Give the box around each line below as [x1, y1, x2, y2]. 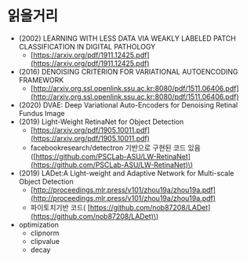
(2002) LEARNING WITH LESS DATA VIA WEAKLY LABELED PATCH [18, 33, 236, 43]
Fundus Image [18, 108, 65, 118]
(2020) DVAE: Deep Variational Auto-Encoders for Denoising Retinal [18, 100, 238, 110]
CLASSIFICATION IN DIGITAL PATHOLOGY [18, 42, 156, 51]
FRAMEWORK [18, 75, 64, 85]
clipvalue [30, 236, 60, 246]
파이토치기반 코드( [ [30, 202, 91, 212]
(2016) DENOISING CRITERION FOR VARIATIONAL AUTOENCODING [18, 67, 238, 76]
